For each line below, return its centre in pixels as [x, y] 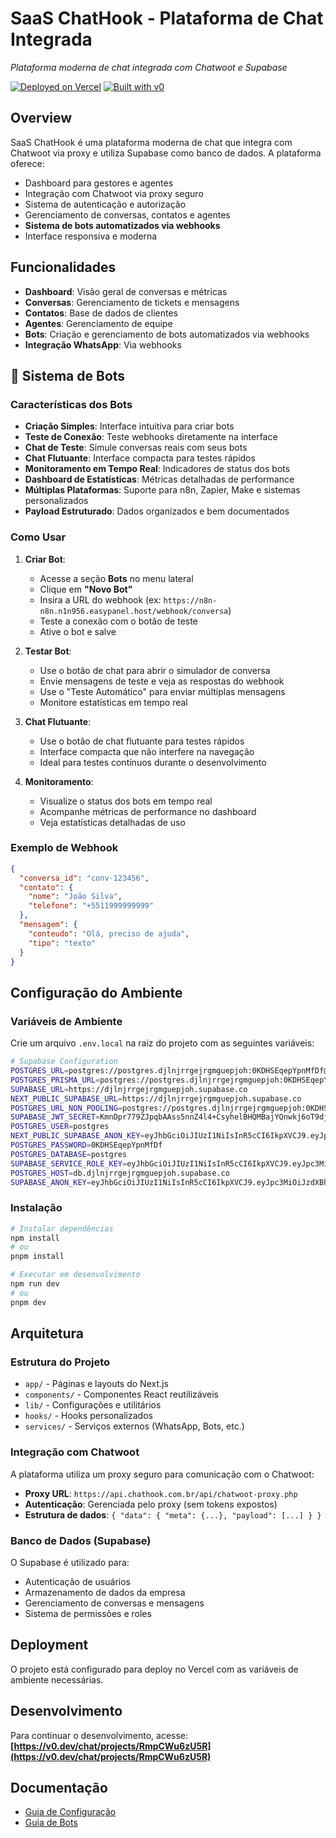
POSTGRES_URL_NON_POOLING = [66, 1108]
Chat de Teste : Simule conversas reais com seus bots [136, 448]
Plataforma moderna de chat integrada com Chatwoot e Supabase [149, 67]
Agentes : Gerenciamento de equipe [98, 323]
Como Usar [38, 537]
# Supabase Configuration [64, 1062]
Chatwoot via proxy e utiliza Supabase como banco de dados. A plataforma [166, 153]
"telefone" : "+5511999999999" [91, 906]
